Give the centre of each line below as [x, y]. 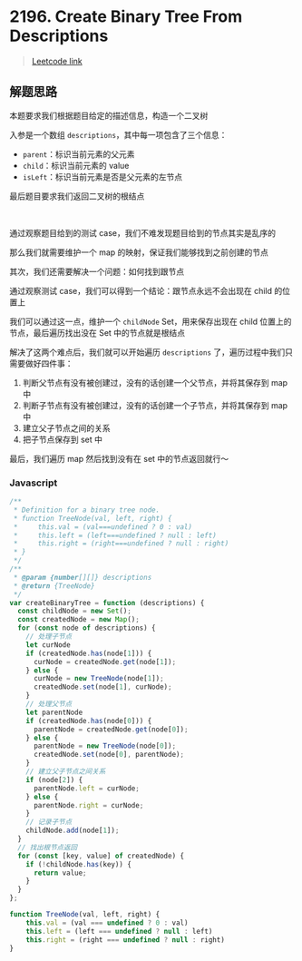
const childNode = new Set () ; [74, 611]
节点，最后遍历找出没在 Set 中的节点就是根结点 [97, 332]
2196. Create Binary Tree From [126, 17]
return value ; [60, 873]
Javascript [34, 483]
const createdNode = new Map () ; [79, 620]
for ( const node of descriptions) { [87, 628]
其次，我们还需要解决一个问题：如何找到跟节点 [97, 271]
